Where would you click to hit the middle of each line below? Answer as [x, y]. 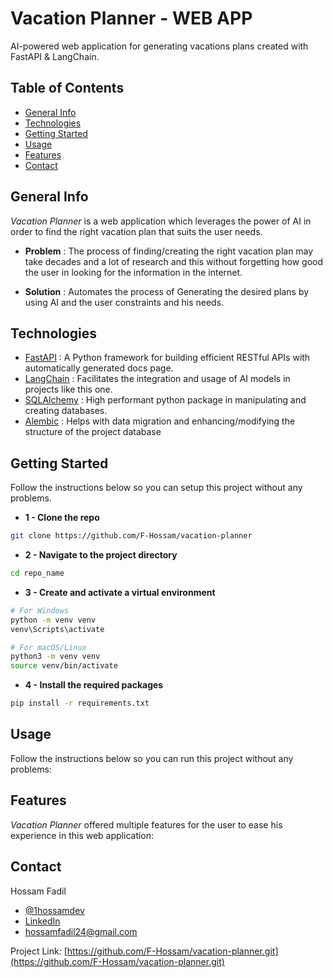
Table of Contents [67, 88]
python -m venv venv [53, 620]
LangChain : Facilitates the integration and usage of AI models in [157, 379]
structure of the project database [93, 432]
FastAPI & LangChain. [55, 56]
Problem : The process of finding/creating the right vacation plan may [169, 251]
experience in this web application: [82, 835]
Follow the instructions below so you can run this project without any [152, 758]
